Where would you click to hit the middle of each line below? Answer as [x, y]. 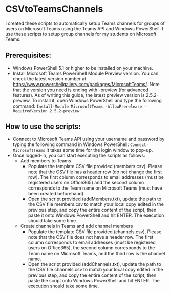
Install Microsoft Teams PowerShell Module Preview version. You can [86, 73]
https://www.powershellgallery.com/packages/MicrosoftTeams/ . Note [86, 84]
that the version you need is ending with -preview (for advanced [80, 90]
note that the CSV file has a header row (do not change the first [95, 172]
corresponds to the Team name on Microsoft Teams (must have [95, 188]
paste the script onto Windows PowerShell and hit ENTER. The [94, 280]
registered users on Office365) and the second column [86, 182]
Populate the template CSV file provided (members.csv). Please [95, 166]
